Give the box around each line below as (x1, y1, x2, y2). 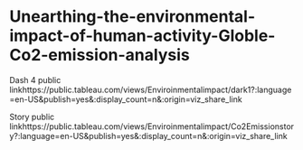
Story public (9, 111, 55, 122)
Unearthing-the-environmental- (9, 6, 256, 27)
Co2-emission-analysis (9, 45, 190, 65)
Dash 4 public (9, 74, 62, 85)
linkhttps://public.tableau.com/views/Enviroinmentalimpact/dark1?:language (9, 84, 292, 95)
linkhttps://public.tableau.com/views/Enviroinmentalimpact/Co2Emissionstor (9, 120, 295, 132)
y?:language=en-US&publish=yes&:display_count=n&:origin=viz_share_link (9, 130, 288, 141)
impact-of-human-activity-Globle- (9, 25, 276, 46)
